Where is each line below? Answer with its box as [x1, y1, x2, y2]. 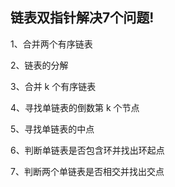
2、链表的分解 [10, 59, 69, 71]
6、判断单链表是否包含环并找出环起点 [10, 144, 165, 156]
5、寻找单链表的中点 [10, 123, 95, 135]
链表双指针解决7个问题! [10, 9, 155, 27]
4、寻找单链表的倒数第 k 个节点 [10, 101, 140, 113]
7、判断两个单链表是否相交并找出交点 [10, 165, 165, 177]
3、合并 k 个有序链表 [10, 80, 97, 92]
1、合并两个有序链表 [10, 38, 93, 50]
